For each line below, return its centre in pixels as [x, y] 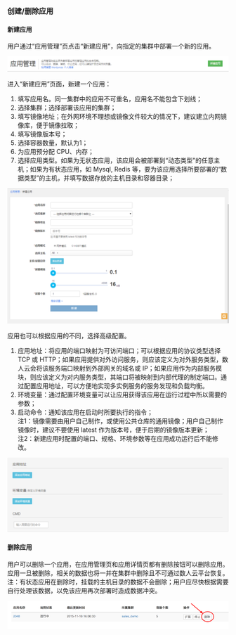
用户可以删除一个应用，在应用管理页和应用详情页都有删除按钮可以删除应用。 [118, 564]
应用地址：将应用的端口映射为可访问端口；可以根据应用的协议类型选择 [119, 351]
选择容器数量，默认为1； [53, 143]
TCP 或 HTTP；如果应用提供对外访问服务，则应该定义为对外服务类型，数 [123, 359]
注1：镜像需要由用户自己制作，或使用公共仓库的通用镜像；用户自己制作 [120, 421]
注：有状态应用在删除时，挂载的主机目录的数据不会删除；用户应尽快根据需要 [118, 582]
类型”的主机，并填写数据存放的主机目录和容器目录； [99, 178]
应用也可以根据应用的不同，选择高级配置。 [69, 336]
